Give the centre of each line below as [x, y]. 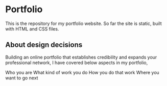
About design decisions [44, 45]
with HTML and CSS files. [32, 28]
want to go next [22, 78]
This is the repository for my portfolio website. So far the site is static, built [83, 23]
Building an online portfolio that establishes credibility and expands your [81, 57]
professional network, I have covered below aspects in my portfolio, [77, 63]
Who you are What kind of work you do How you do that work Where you [82, 72]
